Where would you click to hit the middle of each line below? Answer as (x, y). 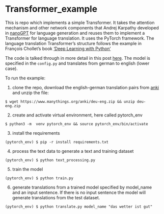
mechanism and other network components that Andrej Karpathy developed (82, 27)
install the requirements (36, 133)
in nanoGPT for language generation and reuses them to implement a (75, 33)
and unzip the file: (30, 93)
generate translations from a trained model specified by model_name (82, 187)
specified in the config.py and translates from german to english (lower (77, 63)
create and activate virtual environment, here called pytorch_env (77, 115)
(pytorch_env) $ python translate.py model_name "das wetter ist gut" (79, 207)
